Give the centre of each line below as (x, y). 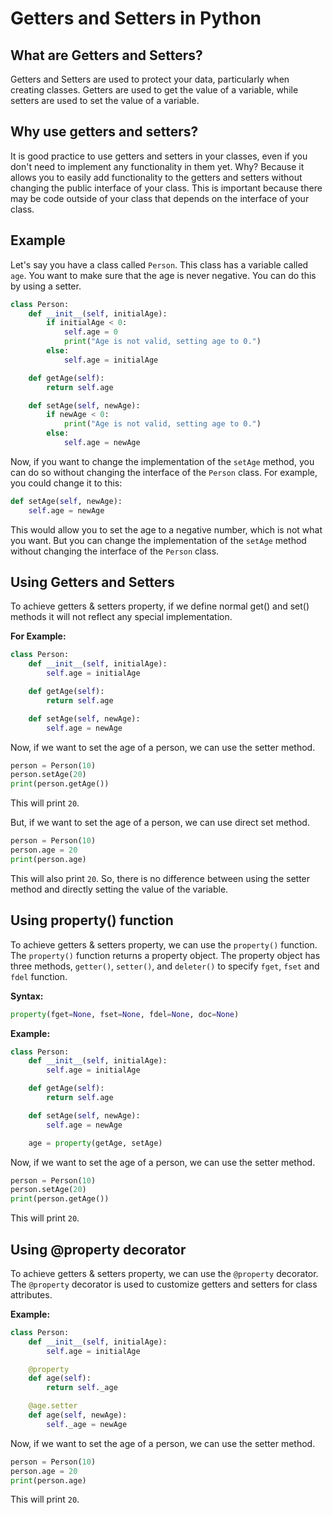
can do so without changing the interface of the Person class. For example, (164, 472)
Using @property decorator (98, 1249)
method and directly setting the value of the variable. (119, 889)
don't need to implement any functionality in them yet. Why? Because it (157, 166)
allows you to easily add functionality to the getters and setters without (156, 177)
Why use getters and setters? (104, 132)
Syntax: (27, 996)
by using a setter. (46, 286)
